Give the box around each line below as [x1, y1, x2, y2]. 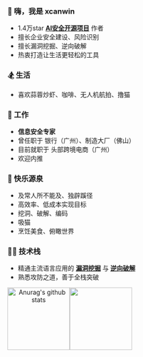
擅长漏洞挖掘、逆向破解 [17, 41, 87, 51]
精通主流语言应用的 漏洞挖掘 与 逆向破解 [17, 264, 136, 273]
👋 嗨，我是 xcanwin [7, 6, 75, 16]
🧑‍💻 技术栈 [7, 246, 41, 256]
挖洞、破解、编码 [17, 209, 68, 218]
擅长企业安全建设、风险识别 [17, 33, 100, 41]
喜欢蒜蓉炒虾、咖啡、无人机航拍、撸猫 [17, 90, 130, 99]
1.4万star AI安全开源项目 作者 [17, 24, 105, 33]
